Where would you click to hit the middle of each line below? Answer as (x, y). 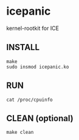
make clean (20, 133)
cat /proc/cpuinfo (29, 100)
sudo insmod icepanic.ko (38, 67)
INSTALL (23, 47)
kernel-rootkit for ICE (33, 28)
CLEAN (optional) (40, 118)
